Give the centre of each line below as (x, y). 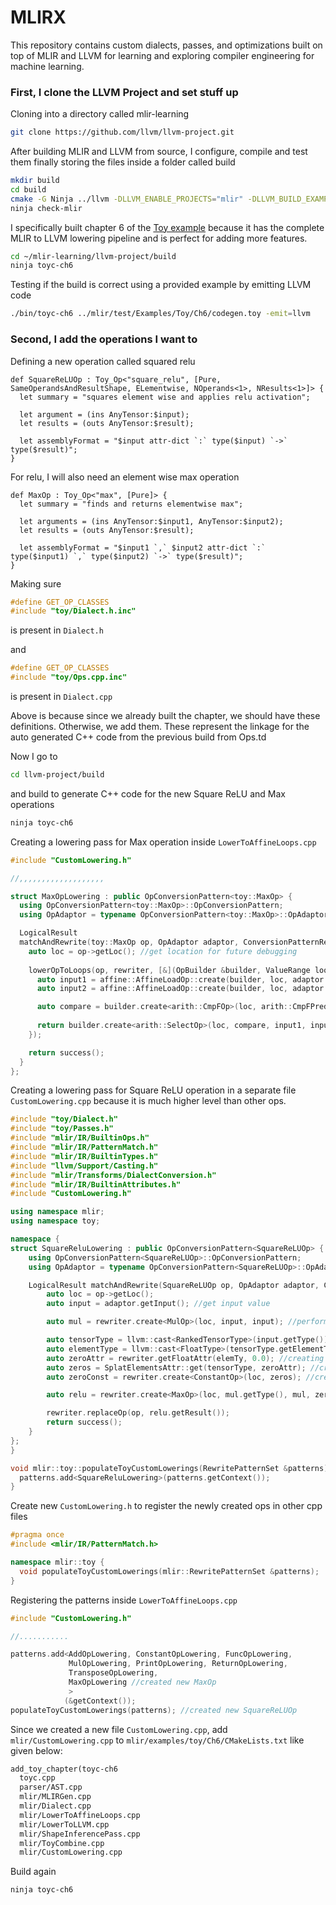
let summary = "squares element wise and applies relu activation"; (165, 397)
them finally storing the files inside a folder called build (123, 162)
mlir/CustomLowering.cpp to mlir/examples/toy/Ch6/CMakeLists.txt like (157, 1740)
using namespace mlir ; (57, 1212)
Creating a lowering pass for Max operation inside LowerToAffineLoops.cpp (163, 842)
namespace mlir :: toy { (57, 1562)
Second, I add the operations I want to (104, 339)
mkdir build (35, 181)
